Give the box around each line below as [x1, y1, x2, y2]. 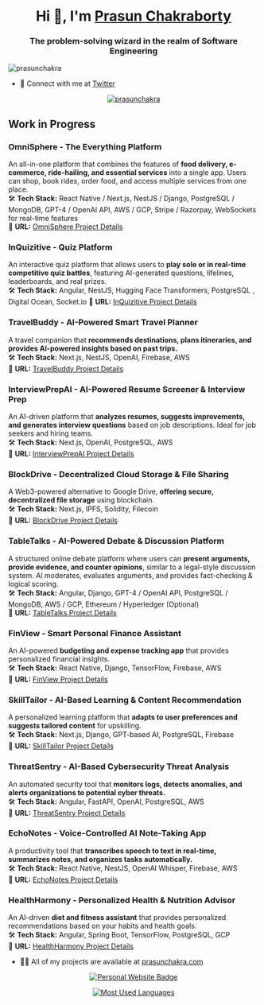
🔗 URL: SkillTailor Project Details [8, 741, 114, 751]
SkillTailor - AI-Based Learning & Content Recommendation [8, 694, 243, 705]
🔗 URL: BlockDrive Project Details [8, 516, 118, 526]
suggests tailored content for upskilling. [8, 721, 142, 731]
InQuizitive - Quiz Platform [8, 242, 113, 253]
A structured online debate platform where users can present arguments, [8, 553, 250, 563]
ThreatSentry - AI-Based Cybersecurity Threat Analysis [8, 761, 229, 772]
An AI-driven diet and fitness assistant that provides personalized [8, 913, 227, 922]
